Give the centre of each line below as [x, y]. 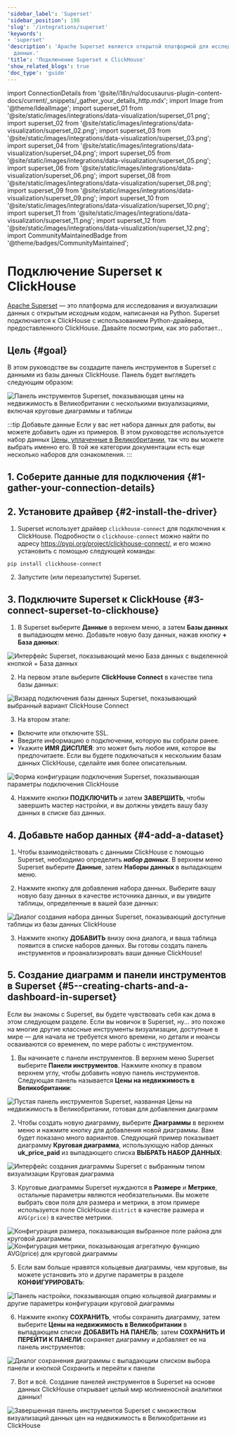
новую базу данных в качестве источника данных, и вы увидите [114, 896]
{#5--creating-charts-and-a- [123, 986]
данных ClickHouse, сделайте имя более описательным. [102, 763]
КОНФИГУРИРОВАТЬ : [51, 1282]
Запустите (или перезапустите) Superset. [79, 577]
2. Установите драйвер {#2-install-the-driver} [112, 512]
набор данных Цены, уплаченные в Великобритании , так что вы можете [116, 440]
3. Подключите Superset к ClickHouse [94, 599]
